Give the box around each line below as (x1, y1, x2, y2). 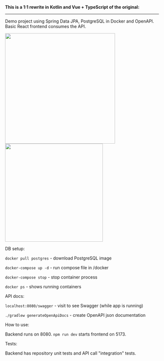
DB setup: (5, 246, 25, 252)
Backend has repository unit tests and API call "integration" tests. (5, 350, 137, 356)
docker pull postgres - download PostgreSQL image (5, 255, 112, 261)
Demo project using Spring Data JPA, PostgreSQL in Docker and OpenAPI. (5, 18, 154, 24)
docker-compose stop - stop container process (5, 274, 98, 280)
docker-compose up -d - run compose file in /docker (5, 265, 109, 270)
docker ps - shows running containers (5, 284, 82, 289)
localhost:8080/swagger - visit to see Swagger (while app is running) (5, 303, 143, 309)
